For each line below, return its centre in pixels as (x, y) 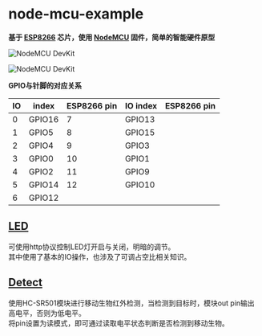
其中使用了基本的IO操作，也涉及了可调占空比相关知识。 (100, 256)
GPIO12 (44, 198)
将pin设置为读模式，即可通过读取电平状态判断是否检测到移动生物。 (119, 323)
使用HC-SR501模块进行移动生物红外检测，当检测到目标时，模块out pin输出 (131, 303)
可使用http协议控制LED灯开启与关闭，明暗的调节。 (92, 247)
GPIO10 (140, 184)
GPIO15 (140, 132)
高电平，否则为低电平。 (47, 313)
